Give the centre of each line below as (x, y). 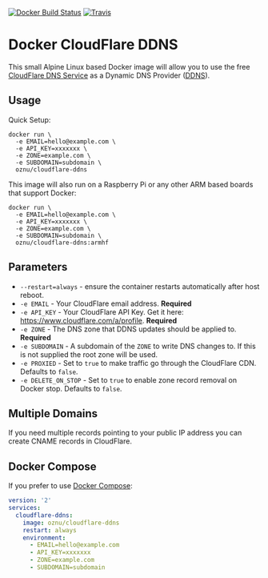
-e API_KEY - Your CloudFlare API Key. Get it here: (102, 311)
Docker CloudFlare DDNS (93, 45)
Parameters (38, 267)
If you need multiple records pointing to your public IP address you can (125, 433)
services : (25, 508)
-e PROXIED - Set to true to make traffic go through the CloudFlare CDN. (138, 363)
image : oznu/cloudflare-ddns (71, 523)
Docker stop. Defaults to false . (71, 388)
